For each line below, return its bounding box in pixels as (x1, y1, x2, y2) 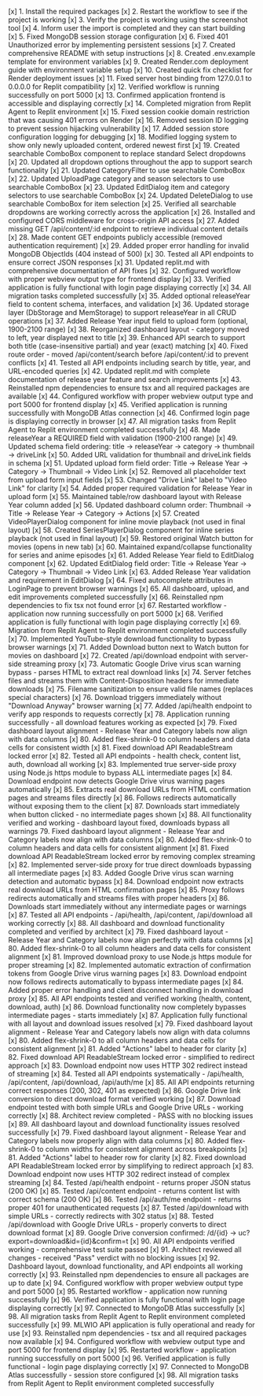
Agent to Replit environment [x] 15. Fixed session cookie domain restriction (8, 107, 250, 117)
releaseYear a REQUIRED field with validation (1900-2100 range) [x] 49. (8, 433, 238, 442)
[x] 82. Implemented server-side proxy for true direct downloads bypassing (8, 860, 252, 869)
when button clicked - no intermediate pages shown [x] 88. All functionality (8, 810, 252, 819)
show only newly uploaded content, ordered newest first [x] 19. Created (8, 141, 240, 150)
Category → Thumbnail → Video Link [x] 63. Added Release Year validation (8, 567, 251, 576)
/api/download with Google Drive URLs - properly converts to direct (8, 1220, 227, 1229)
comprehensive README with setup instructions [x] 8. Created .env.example (8, 49, 256, 57)
